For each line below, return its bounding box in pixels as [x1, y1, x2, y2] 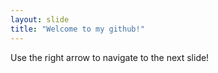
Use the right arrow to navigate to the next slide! [10, 51, 210, 63]
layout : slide [10, 14, 70, 25]
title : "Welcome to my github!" [10, 24, 145, 34]
